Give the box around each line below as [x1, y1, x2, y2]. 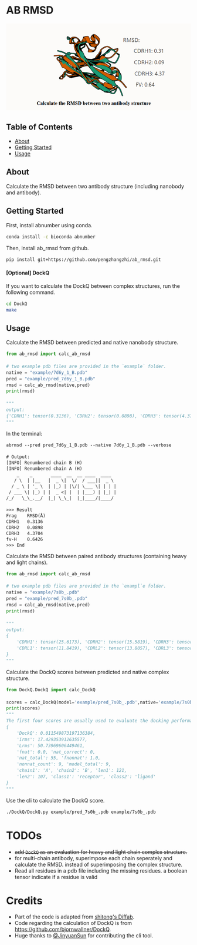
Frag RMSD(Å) [6, 513, 46, 519]
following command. [6, 289, 56, 296]
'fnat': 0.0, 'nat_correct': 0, [16, 749, 96, 755]
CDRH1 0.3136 [6, 519, 43, 525]
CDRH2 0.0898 [6, 525, 43, 530]
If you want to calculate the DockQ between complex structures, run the [6, 282, 181, 289]
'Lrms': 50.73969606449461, [16, 742, 85, 748]
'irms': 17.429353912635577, [16, 737, 88, 742]
